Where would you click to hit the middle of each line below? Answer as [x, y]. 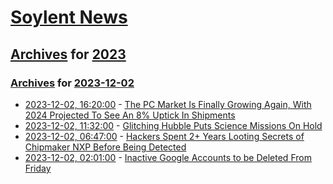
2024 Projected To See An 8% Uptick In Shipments [130, 115]
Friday [38, 168]
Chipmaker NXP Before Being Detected [105, 147]
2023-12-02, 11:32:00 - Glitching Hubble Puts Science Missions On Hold [173, 125]
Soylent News [69, 17]
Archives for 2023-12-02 [72, 83]
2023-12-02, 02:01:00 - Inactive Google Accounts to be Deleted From [168, 157]
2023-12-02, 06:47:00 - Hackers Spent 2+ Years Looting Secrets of [164, 136]
